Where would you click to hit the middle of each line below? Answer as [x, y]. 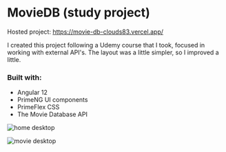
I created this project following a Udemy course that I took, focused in [106, 45]
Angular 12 [32, 93]
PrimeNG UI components [52, 100]
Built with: [24, 77]
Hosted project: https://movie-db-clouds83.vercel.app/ [85, 32]
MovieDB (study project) [79, 13]
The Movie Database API [52, 114]
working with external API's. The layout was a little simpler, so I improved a [113, 52]
